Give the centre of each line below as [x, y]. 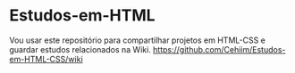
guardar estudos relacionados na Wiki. [80, 49]
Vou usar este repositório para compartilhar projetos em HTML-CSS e [138, 40]
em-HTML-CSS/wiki [46, 59]
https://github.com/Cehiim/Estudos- [219, 49]
